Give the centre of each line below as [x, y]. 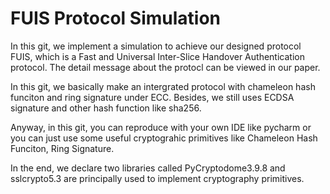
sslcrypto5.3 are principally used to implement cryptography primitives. [157, 178]
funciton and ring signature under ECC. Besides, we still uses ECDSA [152, 97]
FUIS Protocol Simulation [115, 18]
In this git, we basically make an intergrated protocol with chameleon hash [163, 86]
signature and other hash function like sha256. [106, 108]
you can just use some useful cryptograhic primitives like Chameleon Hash [164, 138]
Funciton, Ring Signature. [62, 148]
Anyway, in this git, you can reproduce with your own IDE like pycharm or [161, 127]
